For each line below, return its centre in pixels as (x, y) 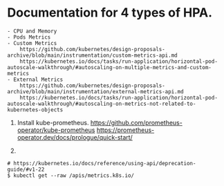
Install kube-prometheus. (53, 122)
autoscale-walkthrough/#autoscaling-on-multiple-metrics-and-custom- (110, 67)
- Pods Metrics (29, 37)
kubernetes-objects (35, 110)
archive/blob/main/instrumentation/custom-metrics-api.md (92, 55)
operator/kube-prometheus (56, 130)
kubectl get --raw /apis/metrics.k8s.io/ (74, 175)
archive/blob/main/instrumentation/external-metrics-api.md (96, 91)
